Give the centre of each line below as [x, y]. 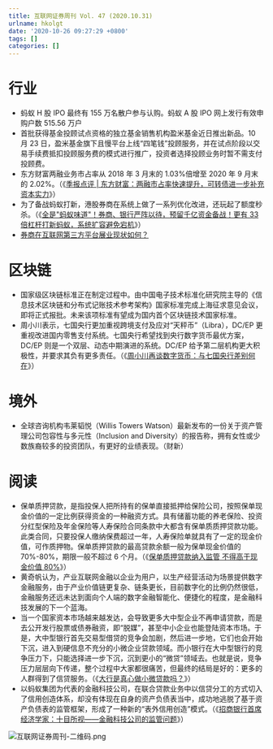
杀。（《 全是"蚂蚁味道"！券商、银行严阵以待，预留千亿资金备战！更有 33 [139, 214]
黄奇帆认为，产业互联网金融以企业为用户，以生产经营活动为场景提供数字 [141, 577]
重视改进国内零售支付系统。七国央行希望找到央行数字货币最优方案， [134, 335]
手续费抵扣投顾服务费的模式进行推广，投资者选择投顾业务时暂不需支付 [145, 154]
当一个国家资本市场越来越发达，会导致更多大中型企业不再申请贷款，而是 [141, 617]
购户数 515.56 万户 [51, 123]
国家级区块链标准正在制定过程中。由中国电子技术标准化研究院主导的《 [138, 294]
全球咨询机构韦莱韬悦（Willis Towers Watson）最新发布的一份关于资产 [138, 425]
